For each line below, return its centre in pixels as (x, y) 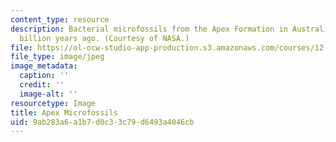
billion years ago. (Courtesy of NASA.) (104, 38)
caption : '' (44, 76)
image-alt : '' (48, 94)
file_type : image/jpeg (57, 57)
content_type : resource (60, 19)
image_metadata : (44, 66)
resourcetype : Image (53, 103)
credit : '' (42, 85)
